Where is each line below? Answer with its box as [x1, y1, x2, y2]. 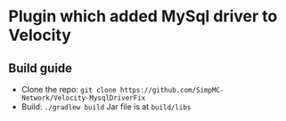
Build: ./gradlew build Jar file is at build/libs [20, 101, 192, 112]
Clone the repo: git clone [20, 85, 117, 94]
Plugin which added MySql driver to [8, 6, 278, 27]
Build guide [8, 60, 73, 76]
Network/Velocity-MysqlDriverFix [20, 93, 146, 102]
